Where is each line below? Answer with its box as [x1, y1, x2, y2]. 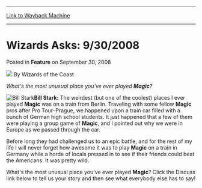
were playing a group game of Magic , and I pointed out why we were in [6, 120, 183, 127]
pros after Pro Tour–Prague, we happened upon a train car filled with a [6, 106, 180, 114]
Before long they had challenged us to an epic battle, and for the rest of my [6, 138, 192, 145]
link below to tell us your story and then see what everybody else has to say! [6, 175, 196, 182]
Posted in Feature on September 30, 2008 [6, 58, 111, 65]
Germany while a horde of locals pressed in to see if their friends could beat [6, 150, 195, 157]
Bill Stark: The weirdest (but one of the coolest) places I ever [34, 94, 185, 101]
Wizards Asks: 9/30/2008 [6, 38, 140, 52]
